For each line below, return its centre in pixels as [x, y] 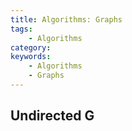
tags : [21, 29]
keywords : [31, 57]
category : [31, 47]
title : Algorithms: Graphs [66, 19]
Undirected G [52, 116]
